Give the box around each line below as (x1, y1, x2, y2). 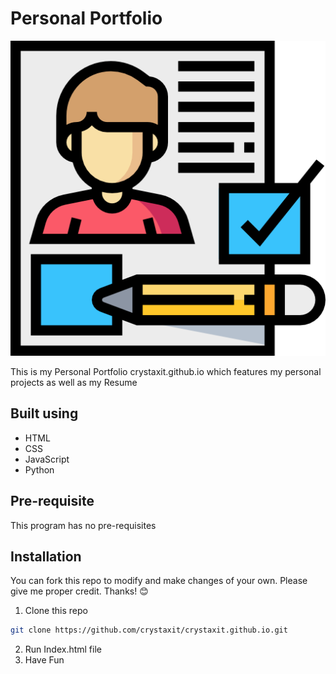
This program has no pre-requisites (10, 519, 157, 531)
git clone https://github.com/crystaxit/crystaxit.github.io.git (10, 625, 288, 636)
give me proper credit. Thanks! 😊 (10, 585, 149, 597)
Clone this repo (24, 605, 88, 617)
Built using (10, 405, 79, 422)
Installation (10, 548, 82, 565)
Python (24, 463, 55, 476)
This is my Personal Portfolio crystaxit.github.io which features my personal (10, 365, 322, 377)
